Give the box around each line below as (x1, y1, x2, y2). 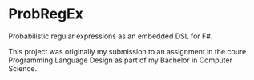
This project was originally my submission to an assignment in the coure (8, 46, 247, 56)
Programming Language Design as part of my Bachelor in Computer (8, 55, 232, 65)
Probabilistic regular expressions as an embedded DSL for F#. (8, 31, 213, 41)
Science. (8, 63, 38, 73)
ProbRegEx (8, 5, 84, 23)
